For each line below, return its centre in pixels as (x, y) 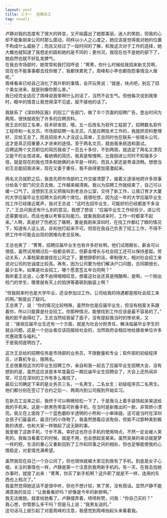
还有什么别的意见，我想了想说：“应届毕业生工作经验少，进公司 (96, 210)
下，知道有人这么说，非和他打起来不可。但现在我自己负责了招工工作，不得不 (83, 228)
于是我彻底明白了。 (25, 342)
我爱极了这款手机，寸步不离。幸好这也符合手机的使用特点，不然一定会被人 (81, 432)
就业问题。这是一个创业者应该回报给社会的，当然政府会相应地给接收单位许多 (83, 330)
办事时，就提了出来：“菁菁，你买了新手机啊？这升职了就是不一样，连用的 (80, 473)
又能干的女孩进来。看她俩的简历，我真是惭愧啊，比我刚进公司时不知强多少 (81, 156)
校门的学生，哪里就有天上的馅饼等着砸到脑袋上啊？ (57, 282)
